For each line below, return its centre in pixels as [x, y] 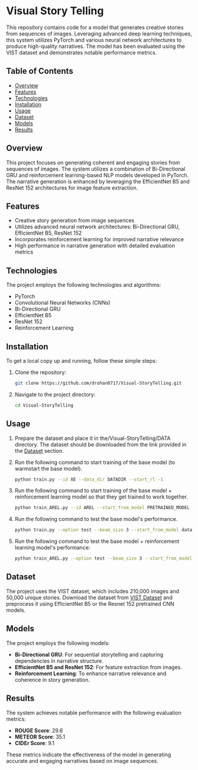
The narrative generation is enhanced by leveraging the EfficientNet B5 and [98, 181]
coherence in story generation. [52, 679]
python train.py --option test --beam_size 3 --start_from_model [97, 530]
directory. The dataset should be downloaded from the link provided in [100, 444]
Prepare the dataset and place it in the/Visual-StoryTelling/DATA [92, 438]
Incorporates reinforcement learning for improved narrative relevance [99, 239]
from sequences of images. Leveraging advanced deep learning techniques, [99, 33]
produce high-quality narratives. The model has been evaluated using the [95, 46]
